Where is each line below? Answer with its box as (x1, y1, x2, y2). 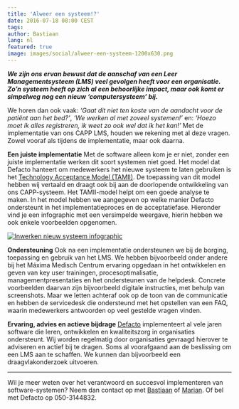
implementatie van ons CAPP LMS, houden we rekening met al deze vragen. (7, 129, 230, 137)
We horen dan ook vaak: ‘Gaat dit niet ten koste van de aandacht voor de (7, 106, 223, 115)
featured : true (7, 43, 53, 51)
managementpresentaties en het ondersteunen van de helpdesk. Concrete (7, 275, 226, 285)
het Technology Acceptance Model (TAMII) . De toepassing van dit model (7, 172, 221, 181)
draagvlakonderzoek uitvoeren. (7, 357, 100, 366)
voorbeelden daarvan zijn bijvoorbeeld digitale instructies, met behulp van (7, 283, 225, 292)
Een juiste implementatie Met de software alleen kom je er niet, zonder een (7, 150, 230, 159)
